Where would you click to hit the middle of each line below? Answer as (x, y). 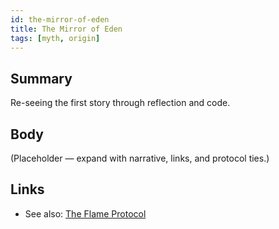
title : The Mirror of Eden (66, 29)
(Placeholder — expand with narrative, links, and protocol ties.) (140, 158)
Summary (41, 78)
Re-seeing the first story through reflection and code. (120, 103)
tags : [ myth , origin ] (55, 38)
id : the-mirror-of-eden (60, 19)
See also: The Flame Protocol (85, 213)
